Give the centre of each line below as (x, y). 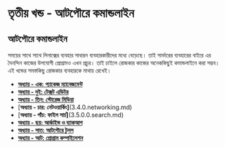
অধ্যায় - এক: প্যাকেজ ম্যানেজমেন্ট (50, 84)
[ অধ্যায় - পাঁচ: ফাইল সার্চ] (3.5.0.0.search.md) (71, 115)
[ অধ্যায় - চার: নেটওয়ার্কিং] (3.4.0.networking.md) (75, 107)
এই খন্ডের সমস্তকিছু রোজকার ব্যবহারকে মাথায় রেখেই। (60, 71)
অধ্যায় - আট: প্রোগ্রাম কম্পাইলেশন (50, 138)
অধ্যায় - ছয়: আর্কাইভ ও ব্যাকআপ (50, 122)
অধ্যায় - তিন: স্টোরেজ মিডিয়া (46, 100)
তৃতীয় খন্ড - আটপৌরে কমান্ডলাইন (71, 13)
